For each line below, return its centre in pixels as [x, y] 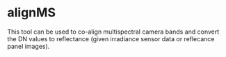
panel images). [29, 46]
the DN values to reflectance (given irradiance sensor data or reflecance [111, 38]
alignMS [31, 13]
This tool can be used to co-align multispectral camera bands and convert [113, 32]
